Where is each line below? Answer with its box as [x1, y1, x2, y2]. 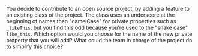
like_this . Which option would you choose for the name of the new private [6, 30, 193, 38]
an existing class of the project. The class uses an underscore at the [6, 11, 175, 18]
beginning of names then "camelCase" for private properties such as [6, 18, 176, 24]
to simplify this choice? [6, 43, 64, 50]
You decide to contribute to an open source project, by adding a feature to [6, 5, 190, 12]
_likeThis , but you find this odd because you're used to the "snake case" [6, 24, 188, 31]
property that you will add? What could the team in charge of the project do [6, 37, 193, 43]
